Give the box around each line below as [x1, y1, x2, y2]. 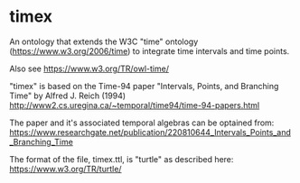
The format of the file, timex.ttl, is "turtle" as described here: [9, 153, 234, 164]
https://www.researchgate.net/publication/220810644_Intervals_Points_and [9, 126, 291, 137]
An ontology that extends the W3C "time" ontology [9, 36, 199, 47]
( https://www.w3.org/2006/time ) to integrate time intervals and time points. [9, 45, 290, 56]
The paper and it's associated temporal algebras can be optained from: [9, 117, 275, 128]
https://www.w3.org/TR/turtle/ [9, 163, 122, 174]
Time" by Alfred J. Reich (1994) [9, 90, 127, 101]
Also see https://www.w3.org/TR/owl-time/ [9, 63, 170, 74]
